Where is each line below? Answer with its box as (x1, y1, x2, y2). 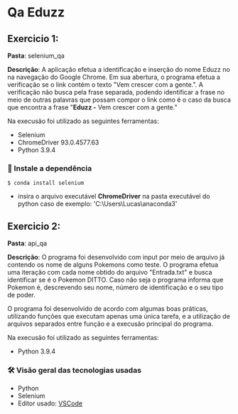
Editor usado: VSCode (17, 399, 83, 408)
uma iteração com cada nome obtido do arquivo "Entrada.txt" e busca (7, 268, 212, 277)
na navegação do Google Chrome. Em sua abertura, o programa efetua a (7, 73, 220, 81)
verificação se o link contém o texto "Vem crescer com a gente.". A (7, 80, 204, 89)
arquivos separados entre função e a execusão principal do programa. (7, 319, 214, 328)
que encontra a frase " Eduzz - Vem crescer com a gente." (7, 103, 178, 111)
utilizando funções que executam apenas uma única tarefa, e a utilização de (7, 312, 231, 321)
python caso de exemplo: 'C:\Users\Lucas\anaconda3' (17, 200, 178, 208)
